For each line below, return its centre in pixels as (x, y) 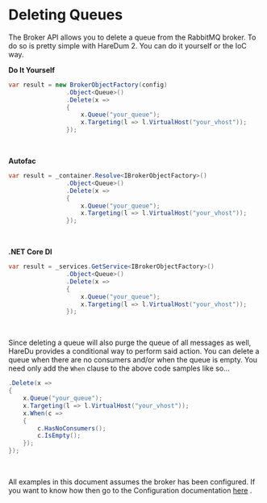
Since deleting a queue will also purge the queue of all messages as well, (130, 343)
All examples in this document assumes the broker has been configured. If (132, 482)
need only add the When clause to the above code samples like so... (119, 368)
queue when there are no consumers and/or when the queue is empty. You (133, 360)
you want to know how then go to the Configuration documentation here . (130, 491)
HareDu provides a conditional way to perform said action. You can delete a (134, 351)
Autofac (22, 161)
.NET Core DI (30, 252)
